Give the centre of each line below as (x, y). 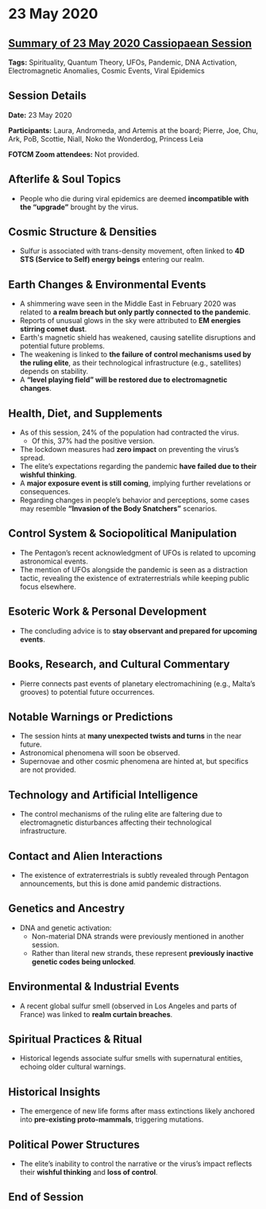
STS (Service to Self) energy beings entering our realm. (112, 259)
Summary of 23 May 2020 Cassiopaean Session (130, 43)
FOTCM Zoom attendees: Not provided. (74, 154)
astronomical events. (54, 561)
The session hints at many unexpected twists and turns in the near (131, 736)
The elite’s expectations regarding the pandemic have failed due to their (138, 466)
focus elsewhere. (48, 587)
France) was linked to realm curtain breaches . (96, 1014)
